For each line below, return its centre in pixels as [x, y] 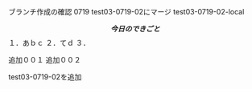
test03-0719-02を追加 [45, 77]
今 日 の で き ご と [135, 29]
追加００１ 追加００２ [45, 60]
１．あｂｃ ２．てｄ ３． [49, 43]
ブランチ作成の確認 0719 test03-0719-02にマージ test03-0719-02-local [126, 12]
